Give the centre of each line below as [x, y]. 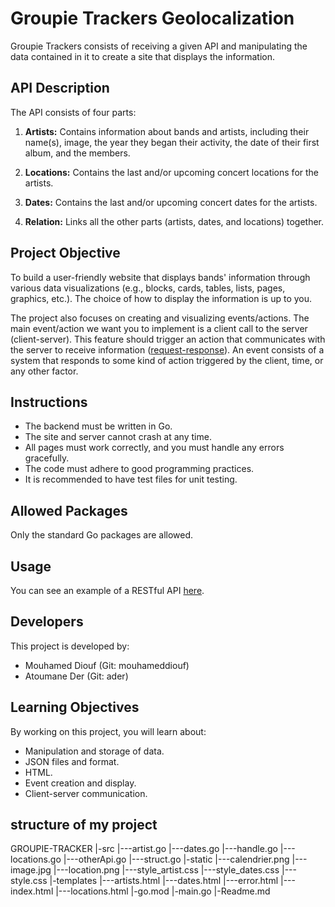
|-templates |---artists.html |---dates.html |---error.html [164, 881]
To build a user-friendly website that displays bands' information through [160, 277]
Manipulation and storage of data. [94, 751]
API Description [60, 88]
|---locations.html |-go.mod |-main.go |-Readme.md [163, 891]
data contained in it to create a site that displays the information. [143, 56]
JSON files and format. [72, 761]
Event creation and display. [80, 783]
